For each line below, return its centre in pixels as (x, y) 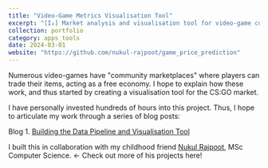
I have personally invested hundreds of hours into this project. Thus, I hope (132, 107)
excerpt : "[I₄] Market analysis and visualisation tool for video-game (130, 23)
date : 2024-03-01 (37, 45)
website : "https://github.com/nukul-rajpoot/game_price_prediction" (124, 53)
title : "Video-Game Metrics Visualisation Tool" (91, 16)
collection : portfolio (46, 30)
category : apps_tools (44, 38)
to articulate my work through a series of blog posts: (95, 116)
